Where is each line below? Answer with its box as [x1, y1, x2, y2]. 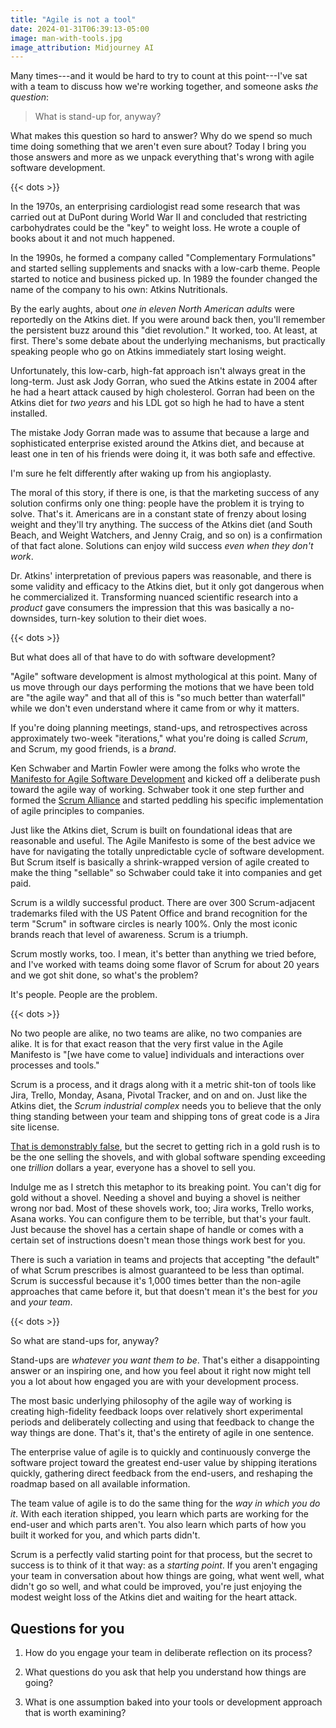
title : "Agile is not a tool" [10, 14, 137, 25]
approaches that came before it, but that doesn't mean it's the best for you [10, 1286, 318, 1298]
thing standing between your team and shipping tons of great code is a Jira [10, 1111, 320, 1123]
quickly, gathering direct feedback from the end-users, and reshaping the [10, 1467, 314, 1480]
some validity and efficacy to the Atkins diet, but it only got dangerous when [10, 581, 325, 593]
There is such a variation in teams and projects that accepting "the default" [10, 1254, 320, 1266]
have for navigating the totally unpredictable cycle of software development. [10, 846, 325, 858]
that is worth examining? [24, 1707, 127, 1719]
